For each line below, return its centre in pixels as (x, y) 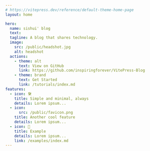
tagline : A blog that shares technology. (54, 38)
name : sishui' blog (30, 28)
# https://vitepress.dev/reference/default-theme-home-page (70, 10)
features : (16, 89)
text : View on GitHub (41, 66)
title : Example (30, 131)
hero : (11, 24)
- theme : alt (28, 61)
